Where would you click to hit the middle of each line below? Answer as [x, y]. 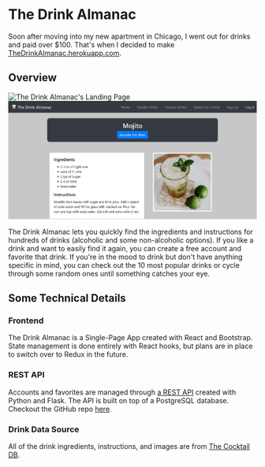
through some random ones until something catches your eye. [109, 273]
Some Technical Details [67, 298]
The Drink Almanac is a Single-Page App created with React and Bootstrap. [131, 338]
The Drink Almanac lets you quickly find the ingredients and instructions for [131, 232]
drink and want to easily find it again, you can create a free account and [125, 248]
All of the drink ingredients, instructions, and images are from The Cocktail [129, 446]
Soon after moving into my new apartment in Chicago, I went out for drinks [129, 36]
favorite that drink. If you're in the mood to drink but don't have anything [125, 257]
